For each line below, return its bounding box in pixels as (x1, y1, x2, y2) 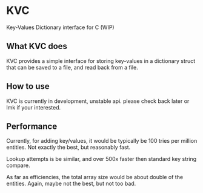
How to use (6, 81, 50, 91)
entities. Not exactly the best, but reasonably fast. (6, 143, 131, 151)
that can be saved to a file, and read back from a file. (6, 64, 138, 71)
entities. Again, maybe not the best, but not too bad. (6, 180, 136, 188)
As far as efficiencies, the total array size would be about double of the (6, 174, 184, 181)
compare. (6, 162, 30, 169)
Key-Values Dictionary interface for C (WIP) (6, 24, 115, 31)
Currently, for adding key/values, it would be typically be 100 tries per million (6, 137, 198, 145)
